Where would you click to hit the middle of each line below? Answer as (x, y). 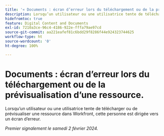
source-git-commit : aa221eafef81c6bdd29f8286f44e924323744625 (70, 32)
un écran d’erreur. (23, 119)
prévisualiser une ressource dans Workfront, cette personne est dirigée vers (82, 114)
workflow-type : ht (24, 37)
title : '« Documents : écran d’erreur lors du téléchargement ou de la (79, 10)
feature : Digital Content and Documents (47, 23)
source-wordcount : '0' (28, 41)
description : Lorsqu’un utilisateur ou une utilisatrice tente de (74, 14)
